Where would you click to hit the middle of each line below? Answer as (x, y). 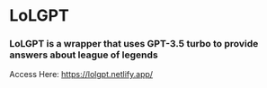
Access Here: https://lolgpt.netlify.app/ (81, 75)
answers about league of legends (84, 55)
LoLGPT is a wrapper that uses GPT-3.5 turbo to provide (134, 44)
